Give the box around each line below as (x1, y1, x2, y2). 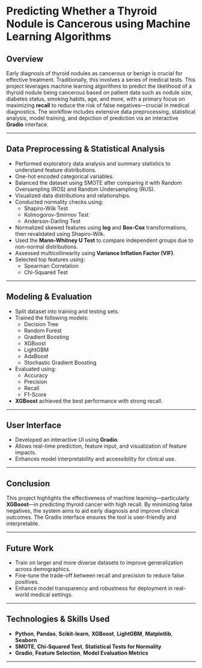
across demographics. (14, 566, 71, 573)
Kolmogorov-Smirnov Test (23, 211, 89, 218)
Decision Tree (23, 320, 59, 327)
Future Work (6, 543, 54, 553)
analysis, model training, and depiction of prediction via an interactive (6, 114, 179, 122)
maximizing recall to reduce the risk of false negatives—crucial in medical (6, 102, 189, 109)
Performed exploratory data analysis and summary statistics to (14, 159, 171, 167)
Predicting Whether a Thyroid (6, 4, 158, 18)
